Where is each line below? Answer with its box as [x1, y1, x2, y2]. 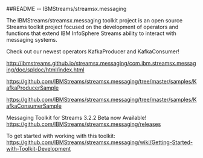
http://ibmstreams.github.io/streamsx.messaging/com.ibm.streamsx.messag [6, 60, 196, 67]
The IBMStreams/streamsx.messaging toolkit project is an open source [6, 17, 183, 24]
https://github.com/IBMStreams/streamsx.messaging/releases [6, 120, 161, 128]
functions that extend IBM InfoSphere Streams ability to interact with [6, 30, 176, 37]
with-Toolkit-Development [6, 145, 71, 152]
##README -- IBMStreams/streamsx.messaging [6, 5, 127, 12]
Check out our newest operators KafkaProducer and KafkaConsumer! [6, 48, 180, 55]
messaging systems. [6, 36, 57, 43]
